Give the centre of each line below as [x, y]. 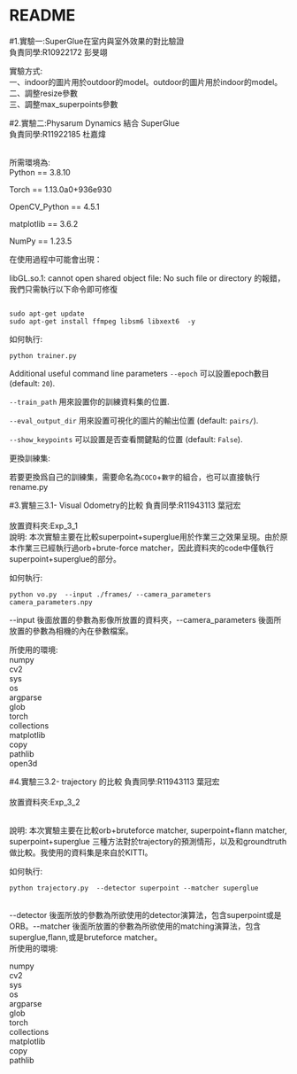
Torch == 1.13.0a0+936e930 [61, 189]
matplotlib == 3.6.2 [44, 223]
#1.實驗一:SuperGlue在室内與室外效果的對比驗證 [97, 41]
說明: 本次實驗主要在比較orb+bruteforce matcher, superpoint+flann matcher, [148, 830]
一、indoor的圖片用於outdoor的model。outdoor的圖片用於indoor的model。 [146, 82]
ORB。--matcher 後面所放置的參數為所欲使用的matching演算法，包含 [135, 926]
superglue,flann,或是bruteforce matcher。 [86, 937]
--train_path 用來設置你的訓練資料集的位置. [89, 401]
